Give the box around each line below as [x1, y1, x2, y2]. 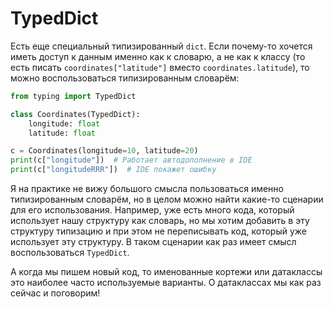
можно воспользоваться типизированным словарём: [10, 72, 240, 84]
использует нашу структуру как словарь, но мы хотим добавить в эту [10, 215, 310, 227]
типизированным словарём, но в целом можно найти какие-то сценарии [10, 193, 324, 206]
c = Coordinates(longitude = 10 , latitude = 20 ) [10, 146, 199, 156]
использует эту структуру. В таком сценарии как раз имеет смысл [10, 236, 297, 248]
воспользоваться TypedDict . [10, 247, 130, 259]
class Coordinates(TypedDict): [10, 109, 141, 119]
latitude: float [28, 128, 97, 138]
